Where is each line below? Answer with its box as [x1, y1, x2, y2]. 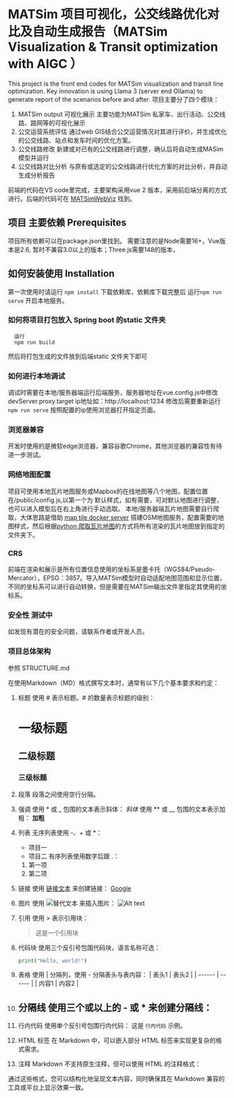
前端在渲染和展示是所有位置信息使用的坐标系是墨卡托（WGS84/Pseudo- [8, 565, 216, 573]
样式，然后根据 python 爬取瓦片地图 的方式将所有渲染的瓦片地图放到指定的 [13, 522, 225, 530]
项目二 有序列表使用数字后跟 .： [28, 851, 120, 860]
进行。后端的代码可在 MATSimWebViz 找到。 [8, 194, 136, 203]
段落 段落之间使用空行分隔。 [17, 790, 100, 798]
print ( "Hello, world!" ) [17, 957, 88, 964]
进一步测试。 [8, 451, 45, 459]
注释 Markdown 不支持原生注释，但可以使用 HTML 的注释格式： [17, 1060, 201, 1068]
